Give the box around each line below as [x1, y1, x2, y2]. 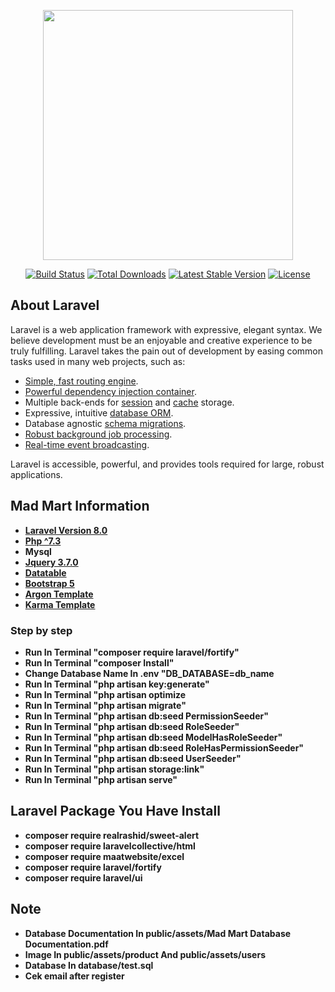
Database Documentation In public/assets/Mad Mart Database [24, 927, 292, 939]
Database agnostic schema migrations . [24, 417, 187, 429]
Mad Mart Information [10, 498, 150, 515]
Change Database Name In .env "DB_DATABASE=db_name [24, 667, 275, 679]
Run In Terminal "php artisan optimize [24, 688, 187, 700]
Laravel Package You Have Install [10, 803, 221, 820]
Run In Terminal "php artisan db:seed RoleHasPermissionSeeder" [24, 741, 305, 754]
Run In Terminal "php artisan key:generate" [24, 678, 210, 690]
